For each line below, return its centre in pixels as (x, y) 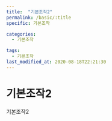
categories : (21, 34)
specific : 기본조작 (28, 23)
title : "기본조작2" (30, 12)
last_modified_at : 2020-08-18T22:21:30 (56, 62)
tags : (13, 51)
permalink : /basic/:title (39, 18)
